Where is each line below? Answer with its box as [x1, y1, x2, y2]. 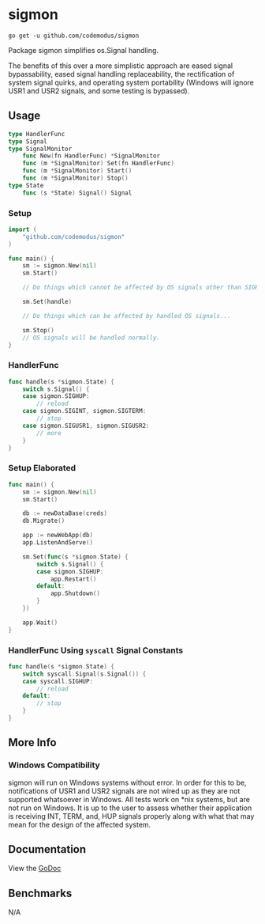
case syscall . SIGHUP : [22, 677, 93, 685]
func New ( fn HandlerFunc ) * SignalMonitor [22, 152, 160, 160]
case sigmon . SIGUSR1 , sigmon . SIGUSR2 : [22, 422, 150, 430]
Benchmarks [8, 886, 73, 899]
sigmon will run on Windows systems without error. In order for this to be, [8, 778, 247, 787]
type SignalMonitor [8, 145, 73, 153]
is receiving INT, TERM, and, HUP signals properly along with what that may [8, 811, 255, 820]
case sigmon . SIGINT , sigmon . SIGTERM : [22, 407, 147, 415]
